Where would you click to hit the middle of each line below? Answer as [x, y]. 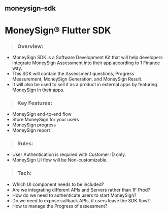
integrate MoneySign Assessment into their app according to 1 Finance [86, 63]
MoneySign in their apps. [38, 90]
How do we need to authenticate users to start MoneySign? [74, 195]
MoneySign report [31, 130]
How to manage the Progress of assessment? [60, 206]
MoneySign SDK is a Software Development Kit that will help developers [87, 57]
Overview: [30, 46]
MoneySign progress [34, 125]
